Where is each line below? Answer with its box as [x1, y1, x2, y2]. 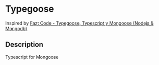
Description [5, 40, 43, 49]
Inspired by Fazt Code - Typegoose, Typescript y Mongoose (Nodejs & [5, 20, 154, 26]
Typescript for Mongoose [5, 54, 59, 60]
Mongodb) [5, 25, 28, 31]
